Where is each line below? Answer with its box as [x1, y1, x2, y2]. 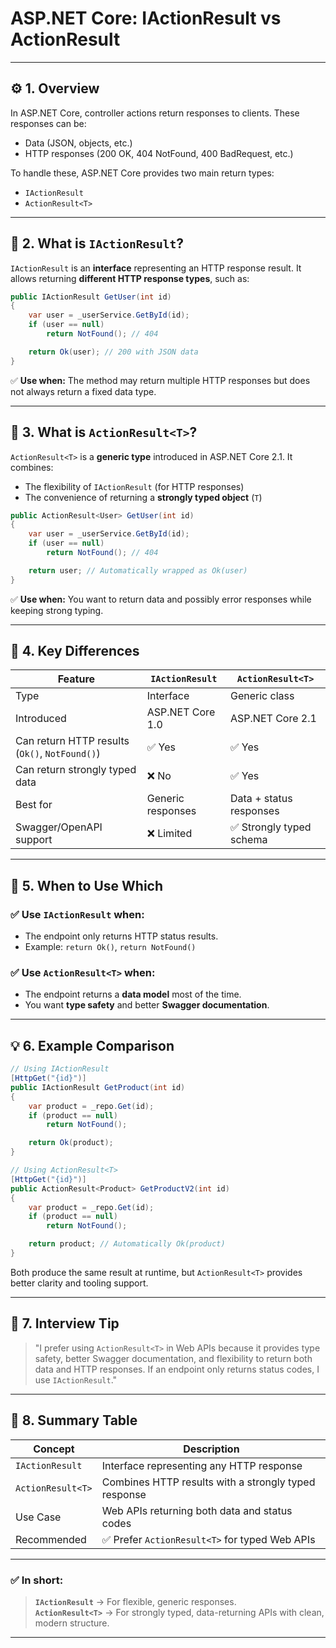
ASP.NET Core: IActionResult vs [10, 7, 282, 30]
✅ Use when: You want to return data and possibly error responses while [10, 593, 312, 605]
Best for [15, 798, 53, 812]
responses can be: [10, 117, 87, 129]
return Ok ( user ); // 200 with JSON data [28, 347, 199, 357]
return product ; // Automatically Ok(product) [28, 1239, 226, 1249]
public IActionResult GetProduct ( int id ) [10, 1082, 186, 1092]
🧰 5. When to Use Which [10, 877, 164, 894]
